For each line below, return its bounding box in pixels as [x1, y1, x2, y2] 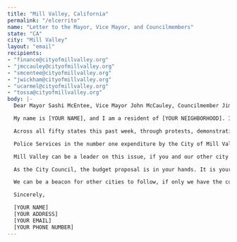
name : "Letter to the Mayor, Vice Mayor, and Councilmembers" [7, 23, 194, 30]
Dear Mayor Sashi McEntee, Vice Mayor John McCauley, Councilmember [13, 102, 219, 109]
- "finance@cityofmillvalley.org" [7, 56, 109, 63]
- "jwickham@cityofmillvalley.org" [7, 75, 112, 83]
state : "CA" [7, 30, 42, 37]
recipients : [7, 50, 42, 57]
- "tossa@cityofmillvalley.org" [7, 89, 102, 96]
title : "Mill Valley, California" [7, 10, 109, 18]
